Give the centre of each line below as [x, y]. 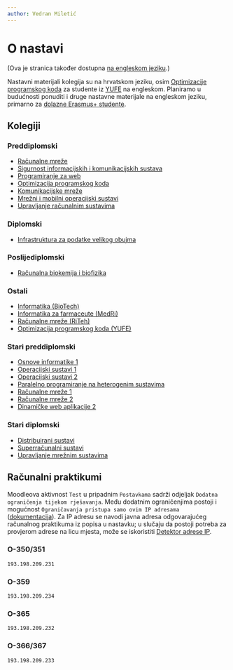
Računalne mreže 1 [44, 392]
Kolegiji [24, 126]
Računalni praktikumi [55, 477]
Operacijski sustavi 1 [47, 370]
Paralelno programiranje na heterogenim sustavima [91, 384]
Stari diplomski [33, 425]
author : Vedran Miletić [42, 14]
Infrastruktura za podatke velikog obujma [77, 239]
